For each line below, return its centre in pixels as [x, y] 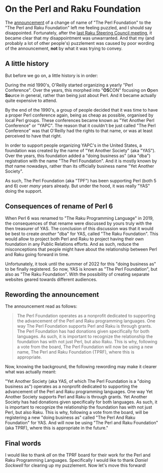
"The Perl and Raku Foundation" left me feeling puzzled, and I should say [79, 27]
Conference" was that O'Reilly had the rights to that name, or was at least [79, 131]
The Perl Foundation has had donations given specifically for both [83, 331]
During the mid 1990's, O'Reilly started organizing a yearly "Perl [69, 85]
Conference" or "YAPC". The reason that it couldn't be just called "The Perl [81, 125]
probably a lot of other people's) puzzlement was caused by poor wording [80, 43]
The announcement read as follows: [41, 306]
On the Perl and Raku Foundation [73, 9]
